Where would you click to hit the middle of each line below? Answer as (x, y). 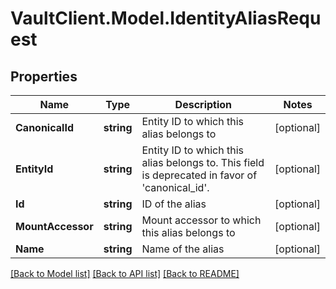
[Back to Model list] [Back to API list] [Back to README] (125, 273)
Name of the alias (183, 249)
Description (203, 104)
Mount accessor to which (201, 220)
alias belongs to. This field (203, 162)
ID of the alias (174, 204)
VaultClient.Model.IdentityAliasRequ (166, 18)
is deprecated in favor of (199, 175)
